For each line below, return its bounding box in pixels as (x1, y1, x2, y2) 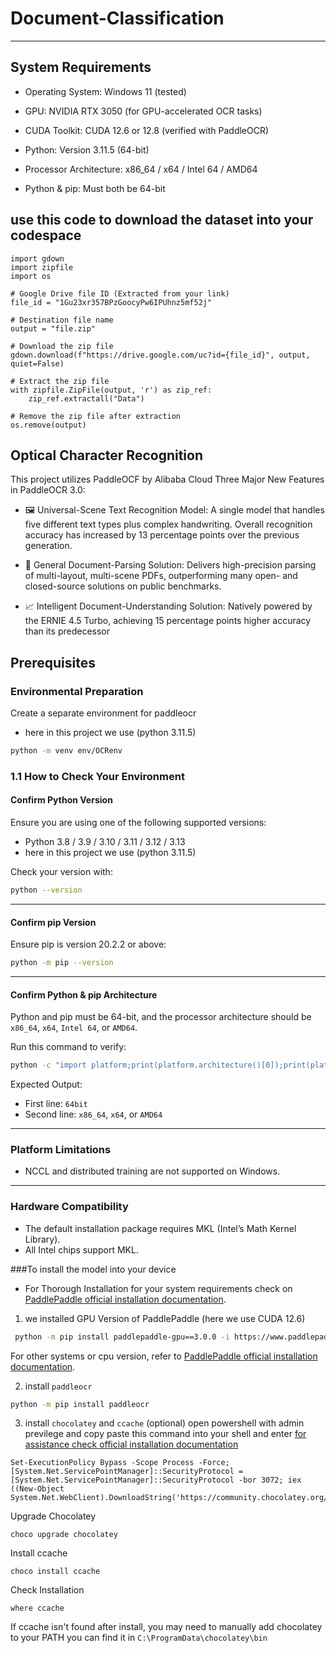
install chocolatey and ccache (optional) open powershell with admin (24, 1417, 305, 1429)
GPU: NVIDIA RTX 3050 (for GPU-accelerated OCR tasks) (24, 105, 263, 117)
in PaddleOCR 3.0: (10, 484, 86, 496)
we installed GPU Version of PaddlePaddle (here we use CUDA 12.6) (24, 1312, 306, 1324)
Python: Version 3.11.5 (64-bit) (24, 143, 150, 156)
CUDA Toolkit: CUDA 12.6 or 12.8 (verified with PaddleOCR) (24, 124, 270, 136)
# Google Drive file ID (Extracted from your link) (10, 288, 230, 299)
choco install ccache (10, 1567, 101, 1577)
